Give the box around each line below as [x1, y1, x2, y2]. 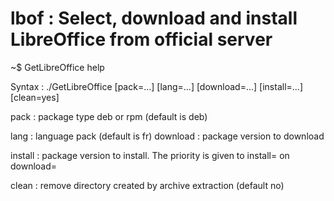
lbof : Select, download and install [10, 7, 298, 30]
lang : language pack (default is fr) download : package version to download [10, 130, 325, 142]
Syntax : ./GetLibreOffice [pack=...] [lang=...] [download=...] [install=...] [10, 80, 303, 92]
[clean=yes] [10, 91, 60, 103]
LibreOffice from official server [10, 28, 273, 51]
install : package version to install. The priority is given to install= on [10, 149, 290, 161]
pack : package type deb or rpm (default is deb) [10, 110, 208, 122]
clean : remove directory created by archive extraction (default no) [10, 179, 285, 191]
